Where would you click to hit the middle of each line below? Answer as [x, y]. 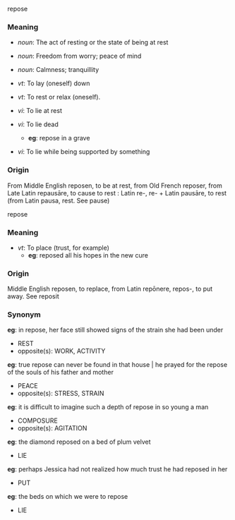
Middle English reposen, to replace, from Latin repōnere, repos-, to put [110, 289]
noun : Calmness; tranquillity [58, 70]
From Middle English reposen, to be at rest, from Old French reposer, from [115, 186]
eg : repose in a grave [59, 138]
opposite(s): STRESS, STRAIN [61, 394]
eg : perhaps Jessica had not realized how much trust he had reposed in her [117, 469]
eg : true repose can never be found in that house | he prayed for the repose [117, 365]
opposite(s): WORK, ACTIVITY [61, 351]
